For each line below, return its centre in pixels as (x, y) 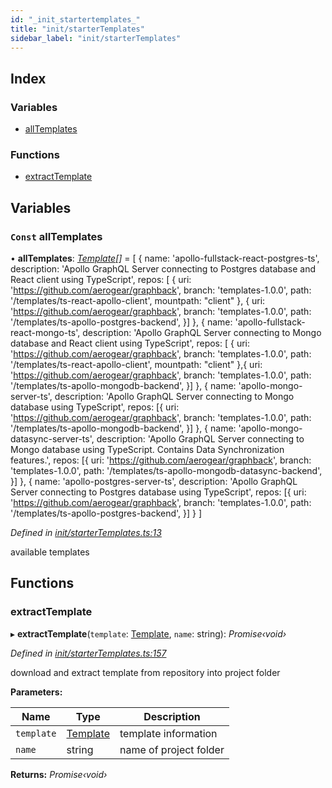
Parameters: (36, 692)
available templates (50, 552)
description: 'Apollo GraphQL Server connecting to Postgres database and (163, 269)
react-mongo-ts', (45, 333)
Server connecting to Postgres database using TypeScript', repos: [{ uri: (158, 492)
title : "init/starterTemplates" (77, 29)
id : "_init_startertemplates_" (75, 19)
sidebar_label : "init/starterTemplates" (96, 38)
